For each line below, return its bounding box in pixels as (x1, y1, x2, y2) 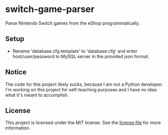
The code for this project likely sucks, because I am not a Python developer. (5, 81, 163, 87)
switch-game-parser (5, 4, 95, 15)
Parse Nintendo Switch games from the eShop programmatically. (5, 20, 140, 26)
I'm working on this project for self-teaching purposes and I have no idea (5, 86, 157, 92)
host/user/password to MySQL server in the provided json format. (12, 53, 150, 59)
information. (5, 125, 31, 131)
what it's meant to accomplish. (5, 92, 69, 98)
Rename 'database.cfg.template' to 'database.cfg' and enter (12, 48, 138, 54)
